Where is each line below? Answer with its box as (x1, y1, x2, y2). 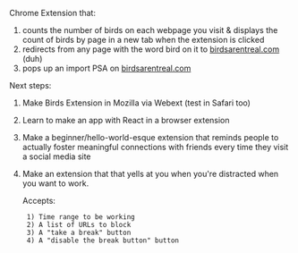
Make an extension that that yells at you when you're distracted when (21, 169, 279, 179)
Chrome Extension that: (9, 8, 97, 18)
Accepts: (21, 196, 56, 206)
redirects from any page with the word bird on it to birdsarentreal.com (21, 44, 280, 55)
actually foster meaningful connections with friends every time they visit (21, 142, 289, 152)
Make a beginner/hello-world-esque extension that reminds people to (21, 132, 279, 142)
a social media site (21, 151, 91, 162)
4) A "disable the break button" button (26, 236, 180, 245)
